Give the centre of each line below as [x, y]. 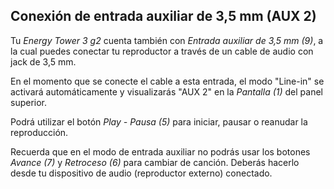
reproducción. [39, 132]
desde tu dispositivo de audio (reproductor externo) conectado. [141, 173]
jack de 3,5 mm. [43, 61]
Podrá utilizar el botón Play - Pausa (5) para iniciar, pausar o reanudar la [159, 121]
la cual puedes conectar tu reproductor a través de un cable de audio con [162, 51]
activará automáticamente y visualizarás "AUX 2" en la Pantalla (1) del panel [166, 91]
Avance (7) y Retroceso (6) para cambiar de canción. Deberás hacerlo [155, 162]
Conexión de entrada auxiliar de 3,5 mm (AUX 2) [163, 16]
